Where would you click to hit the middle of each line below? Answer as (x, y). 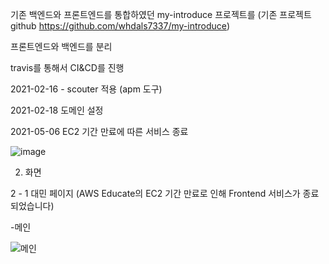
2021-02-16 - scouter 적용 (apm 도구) (86, 89)
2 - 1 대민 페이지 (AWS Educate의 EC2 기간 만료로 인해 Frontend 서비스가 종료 (165, 193)
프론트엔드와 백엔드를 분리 (61, 46)
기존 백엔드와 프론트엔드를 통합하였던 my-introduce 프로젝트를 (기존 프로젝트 (161, 14)
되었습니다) (32, 206)
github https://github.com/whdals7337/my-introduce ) (120, 26)
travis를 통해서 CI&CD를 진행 (67, 67)
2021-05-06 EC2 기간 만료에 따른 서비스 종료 (99, 131)
